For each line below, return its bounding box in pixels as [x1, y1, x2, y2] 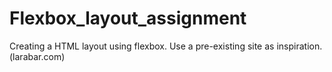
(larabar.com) [9, 50, 66, 62]
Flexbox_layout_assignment [9, 7, 247, 30]
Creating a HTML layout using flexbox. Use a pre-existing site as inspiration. [9, 40, 323, 52]
